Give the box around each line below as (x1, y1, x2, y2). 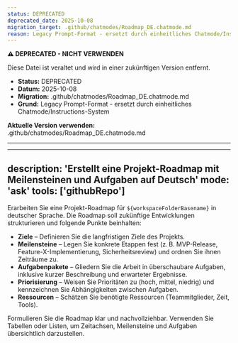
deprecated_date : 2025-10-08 (7, 17, 93, 24)
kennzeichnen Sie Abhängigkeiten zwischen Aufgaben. (17, 285, 179, 294)
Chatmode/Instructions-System (17, 107, 110, 116)
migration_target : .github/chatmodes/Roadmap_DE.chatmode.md (7, 23, 192, 31)
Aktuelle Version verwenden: (7, 121, 96, 130)
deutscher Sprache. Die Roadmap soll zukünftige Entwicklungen (7, 211, 195, 220)
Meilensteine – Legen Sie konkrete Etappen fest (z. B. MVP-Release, (17, 240, 218, 249)
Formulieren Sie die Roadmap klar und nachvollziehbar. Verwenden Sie (7, 314, 214, 323)
